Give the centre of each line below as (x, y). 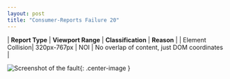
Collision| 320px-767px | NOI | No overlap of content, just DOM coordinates (115, 47)
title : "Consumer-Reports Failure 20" (63, 20)
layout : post (26, 14)
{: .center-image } (105, 68)
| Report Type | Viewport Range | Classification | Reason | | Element (107, 39)
